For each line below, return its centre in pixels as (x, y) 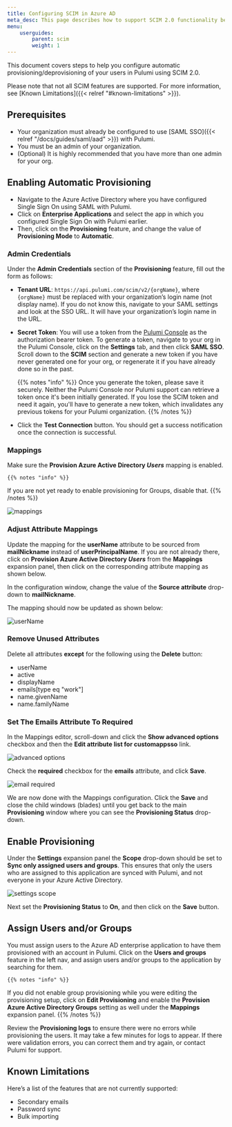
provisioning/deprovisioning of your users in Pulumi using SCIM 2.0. (104, 72)
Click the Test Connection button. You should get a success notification (120, 424)
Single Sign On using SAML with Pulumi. (74, 206)
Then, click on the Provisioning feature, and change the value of (109, 228)
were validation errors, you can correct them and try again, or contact (106, 1042)
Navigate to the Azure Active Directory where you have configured (112, 199)
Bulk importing (38, 1116)
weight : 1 (46, 46)
